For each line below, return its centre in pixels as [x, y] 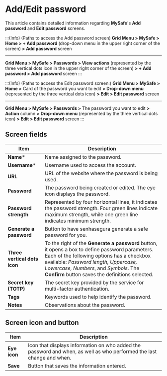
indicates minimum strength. [78, 221]
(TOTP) [16, 289]
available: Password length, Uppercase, [91, 262]
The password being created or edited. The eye [100, 187]
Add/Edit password [46, 9]
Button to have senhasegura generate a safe [96, 229]
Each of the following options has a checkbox [98, 256]
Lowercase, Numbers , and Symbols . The [92, 268]
